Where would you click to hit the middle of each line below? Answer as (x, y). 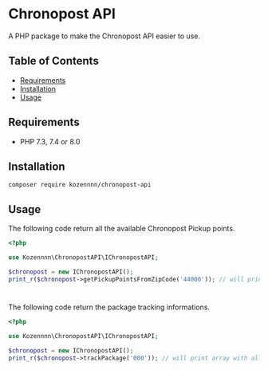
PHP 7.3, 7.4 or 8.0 (50, 141)
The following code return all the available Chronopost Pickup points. (122, 229)
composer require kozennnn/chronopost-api (80, 185)
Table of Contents (54, 61)
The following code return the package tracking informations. (109, 307)
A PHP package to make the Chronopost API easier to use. (104, 36)
